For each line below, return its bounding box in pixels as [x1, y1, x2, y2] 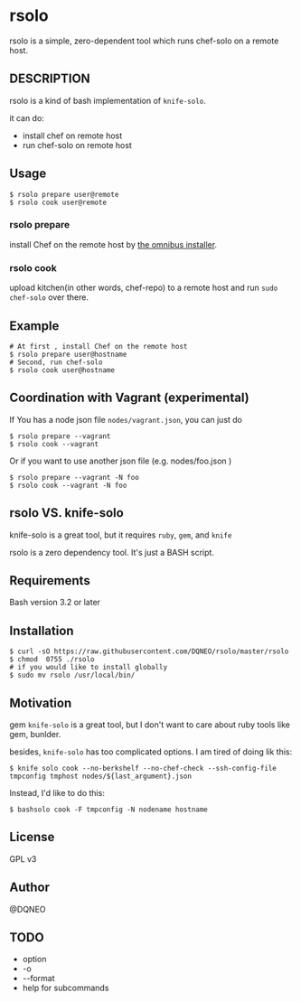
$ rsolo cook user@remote [9, 198, 107, 207]
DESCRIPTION [9, 71, 90, 87]
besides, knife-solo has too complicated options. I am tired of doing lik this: [9, 746, 293, 757]
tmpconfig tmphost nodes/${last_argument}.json [9, 772, 193, 782]
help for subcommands [22, 982, 109, 994]
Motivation [9, 695, 72, 710]
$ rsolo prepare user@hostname [9, 350, 127, 359]
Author [9, 880, 50, 895]
